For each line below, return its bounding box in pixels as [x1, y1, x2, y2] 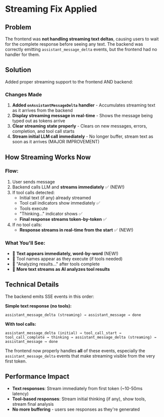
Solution [5, 66, 31, 74]
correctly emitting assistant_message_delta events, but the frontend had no [5, 47, 158, 52]
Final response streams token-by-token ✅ [19, 216, 107, 222]
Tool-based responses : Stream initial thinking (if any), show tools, [12, 396, 146, 402]
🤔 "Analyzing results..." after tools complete [12, 261, 100, 267]
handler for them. [5, 52, 40, 57]
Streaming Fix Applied [5, 3, 97, 15]
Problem [5, 23, 32, 31]
